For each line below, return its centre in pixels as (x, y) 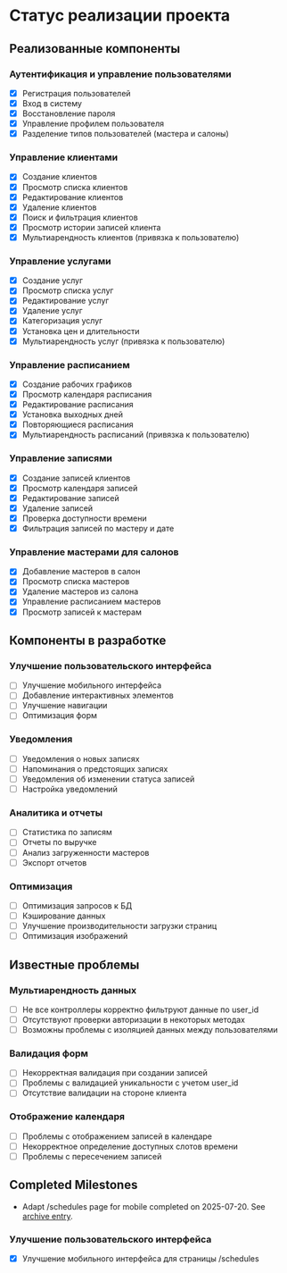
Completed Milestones (74, 1185)
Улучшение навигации (65, 706)
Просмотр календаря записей (80, 488)
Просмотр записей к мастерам (82, 612)
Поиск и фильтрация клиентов (80, 217)
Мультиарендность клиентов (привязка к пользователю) (131, 237)
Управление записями (61, 458)
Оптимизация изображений (75, 936)
